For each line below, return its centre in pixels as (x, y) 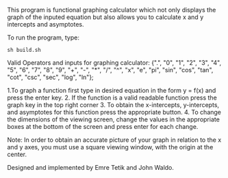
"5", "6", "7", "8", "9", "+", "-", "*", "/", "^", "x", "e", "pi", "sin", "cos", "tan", (110, 70)
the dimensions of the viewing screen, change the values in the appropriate (114, 119)
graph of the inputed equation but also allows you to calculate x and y (105, 17)
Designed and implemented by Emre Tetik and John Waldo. (91, 167)
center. (17, 154)
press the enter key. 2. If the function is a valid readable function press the (112, 98)
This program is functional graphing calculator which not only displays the (112, 10)
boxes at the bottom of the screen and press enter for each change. (103, 127)
